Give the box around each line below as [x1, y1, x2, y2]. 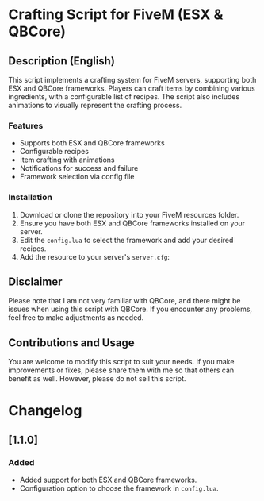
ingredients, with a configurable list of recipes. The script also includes [8, 92, 240, 101]
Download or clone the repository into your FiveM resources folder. [19, 210, 239, 219]
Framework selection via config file [19, 172, 135, 182]
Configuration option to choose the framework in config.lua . [19, 484, 220, 493]
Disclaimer [8, 275, 63, 288]
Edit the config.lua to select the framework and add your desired [19, 235, 234, 245]
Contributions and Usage [8, 336, 135, 349]
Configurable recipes [19, 147, 90, 156]
